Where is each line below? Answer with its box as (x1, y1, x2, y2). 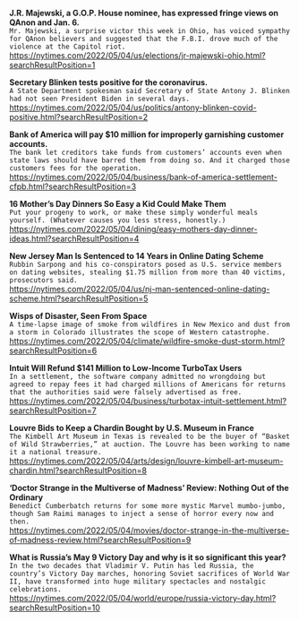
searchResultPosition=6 (9, 345, 98, 356)
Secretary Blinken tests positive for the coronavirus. (9, 77, 209, 88)
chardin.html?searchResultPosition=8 (9, 465, 148, 476)
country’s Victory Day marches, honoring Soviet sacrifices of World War (9, 569, 291, 578)
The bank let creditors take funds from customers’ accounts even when (9, 148, 282, 157)
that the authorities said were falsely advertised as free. (9, 388, 243, 397)
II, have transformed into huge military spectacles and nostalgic (9, 577, 267, 586)
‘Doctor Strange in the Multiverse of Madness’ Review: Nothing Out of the (9, 483, 289, 493)
